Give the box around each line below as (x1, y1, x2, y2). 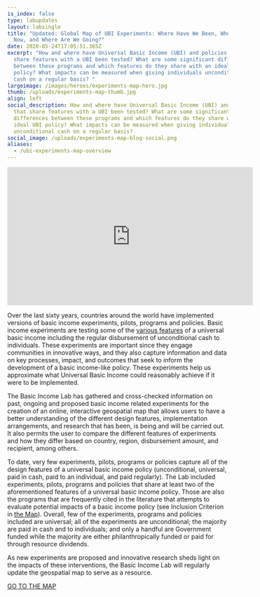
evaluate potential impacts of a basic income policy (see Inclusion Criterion (7, 503, 224, 511)
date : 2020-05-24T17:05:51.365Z (7, 43, 102, 50)
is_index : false (7, 10, 55, 18)
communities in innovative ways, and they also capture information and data (7, 348, 227, 357)
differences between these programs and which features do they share (13, 114, 224, 122)
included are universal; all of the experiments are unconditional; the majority (7, 518, 227, 525)
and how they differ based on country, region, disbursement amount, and (7, 437, 219, 445)
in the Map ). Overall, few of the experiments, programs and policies (7, 510, 202, 518)
